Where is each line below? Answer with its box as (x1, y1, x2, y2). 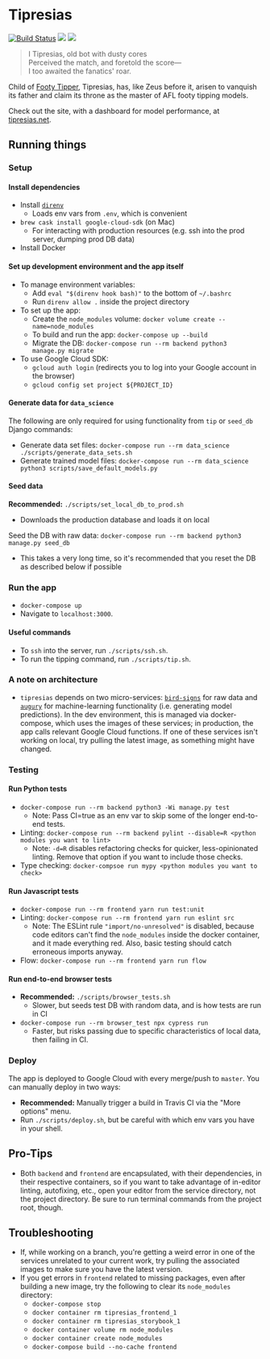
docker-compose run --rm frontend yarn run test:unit (19, 906, 205, 914)
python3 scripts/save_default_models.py (19, 464, 158, 472)
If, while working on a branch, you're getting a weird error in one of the (19, 1248, 255, 1257)
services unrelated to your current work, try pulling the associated (19, 1256, 240, 1265)
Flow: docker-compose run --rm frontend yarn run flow (19, 955, 207, 966)
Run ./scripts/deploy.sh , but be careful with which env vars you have (19, 1114, 255, 1124)
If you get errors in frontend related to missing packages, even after (19, 1273, 246, 1283)
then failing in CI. (31, 1035, 89, 1045)
